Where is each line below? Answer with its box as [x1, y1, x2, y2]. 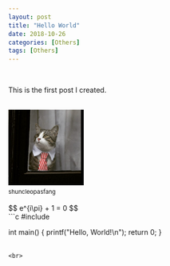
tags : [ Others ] [8, 46, 59, 55]
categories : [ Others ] [8, 38, 81, 46]
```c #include [8, 212, 50, 222]
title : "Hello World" [8, 21, 81, 30]
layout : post [8, 13, 52, 21]
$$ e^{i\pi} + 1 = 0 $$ [8, 204, 78, 213]
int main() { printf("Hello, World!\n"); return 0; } [8, 228, 162, 237]
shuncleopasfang [8, 188, 56, 196]
